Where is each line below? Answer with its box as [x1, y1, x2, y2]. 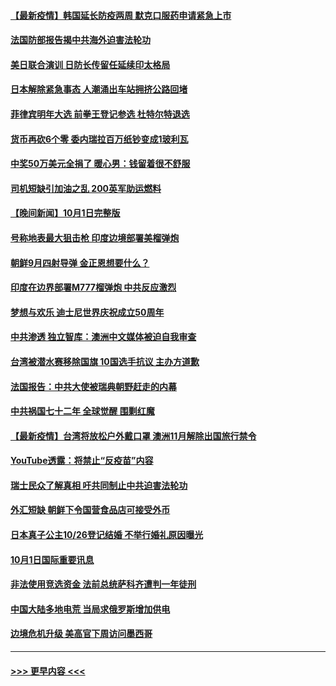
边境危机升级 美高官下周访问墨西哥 [10, 628, 153, 640]
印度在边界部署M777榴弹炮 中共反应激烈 [10, 281, 177, 294]
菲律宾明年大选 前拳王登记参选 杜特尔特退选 [10, 108, 190, 120]
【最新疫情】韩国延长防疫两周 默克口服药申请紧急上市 [10, 9, 232, 21]
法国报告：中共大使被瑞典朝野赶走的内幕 [10, 380, 177, 392]
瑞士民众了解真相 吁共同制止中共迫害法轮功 [10, 479, 188, 491]
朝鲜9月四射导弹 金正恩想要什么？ [10, 256, 150, 269]
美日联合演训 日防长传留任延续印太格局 [10, 58, 171, 70]
